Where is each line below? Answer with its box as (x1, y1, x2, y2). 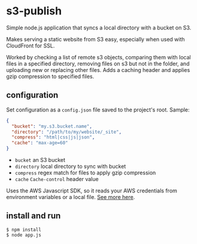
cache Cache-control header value (14, 176, 99, 182)
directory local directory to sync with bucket (14, 163, 126, 170)
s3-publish (6, 4, 62, 18)
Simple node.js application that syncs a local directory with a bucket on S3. (6, 24, 192, 31)
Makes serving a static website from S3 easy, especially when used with (6, 35, 185, 43)
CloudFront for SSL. (6, 42, 55, 49)
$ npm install (6, 227, 42, 233)
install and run (6, 211, 61, 221)
